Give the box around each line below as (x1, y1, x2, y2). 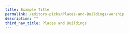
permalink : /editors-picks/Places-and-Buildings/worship (5, 12, 125, 16)
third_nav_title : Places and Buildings (5, 20, 87, 26)
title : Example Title (5, 7, 50, 12)
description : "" (5, 16, 38, 21)
